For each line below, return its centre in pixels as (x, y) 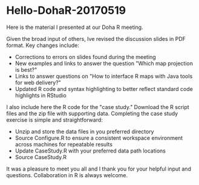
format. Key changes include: (43, 45)
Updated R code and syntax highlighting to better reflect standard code (104, 89)
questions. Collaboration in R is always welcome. (67, 175)
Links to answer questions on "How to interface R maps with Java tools (104, 76)
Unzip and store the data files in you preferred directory (84, 131)
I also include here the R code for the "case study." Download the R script (98, 107)
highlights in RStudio (41, 95)
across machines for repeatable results (64, 144)
